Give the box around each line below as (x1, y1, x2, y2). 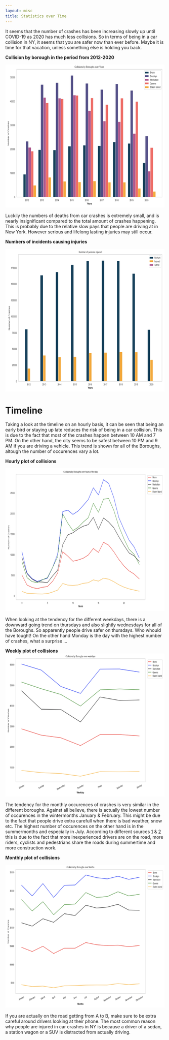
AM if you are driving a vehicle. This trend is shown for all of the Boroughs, (5, 443, 161, 449)
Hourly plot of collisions (5, 458, 57, 465)
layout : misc (5, 8, 33, 13)
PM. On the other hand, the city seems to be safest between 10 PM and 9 (5, 438, 158, 444)
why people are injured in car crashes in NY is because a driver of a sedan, (5, 1024, 162, 1030)
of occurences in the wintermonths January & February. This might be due (5, 812, 160, 818)
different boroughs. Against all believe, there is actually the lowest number (5, 807, 160, 813)
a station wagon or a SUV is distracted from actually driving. (5, 1029, 131, 1035)
